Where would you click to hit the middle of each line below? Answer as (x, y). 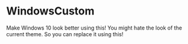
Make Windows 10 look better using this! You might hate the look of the (94, 28)
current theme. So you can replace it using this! (65, 34)
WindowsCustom (50, 11)
